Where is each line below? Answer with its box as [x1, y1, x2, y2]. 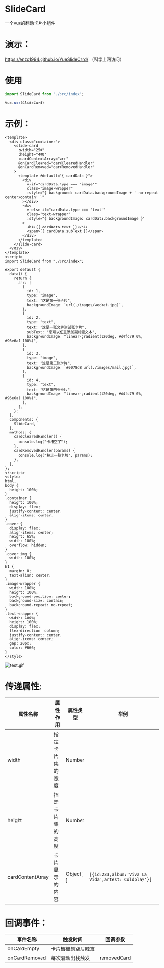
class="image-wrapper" [26, 186, 73, 191]
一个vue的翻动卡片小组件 [5, 20, 56, 26]
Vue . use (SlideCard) [5, 100, 45, 105]
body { [5, 483, 19, 488]
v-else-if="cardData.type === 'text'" [26, 207, 106, 212]
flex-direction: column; [9, 628, 60, 633]
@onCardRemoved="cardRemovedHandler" [18, 165, 95, 169]
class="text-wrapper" [26, 211, 71, 217]
